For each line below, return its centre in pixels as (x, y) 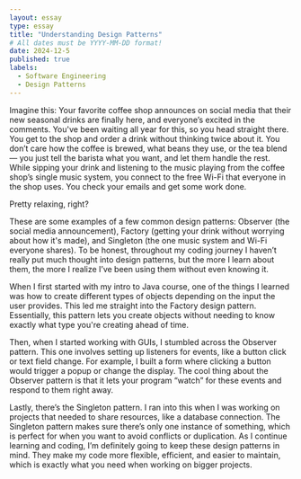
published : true (40, 59)
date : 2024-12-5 (40, 51)
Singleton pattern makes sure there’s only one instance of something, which (150, 426)
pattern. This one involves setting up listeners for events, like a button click (148, 351)
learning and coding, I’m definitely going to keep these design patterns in (145, 445)
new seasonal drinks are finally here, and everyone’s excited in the (133, 120)
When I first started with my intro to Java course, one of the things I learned (150, 286)
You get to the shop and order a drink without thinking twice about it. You (145, 138)
